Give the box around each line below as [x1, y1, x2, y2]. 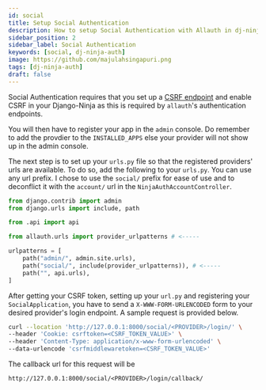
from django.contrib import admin [8, 197, 123, 205]
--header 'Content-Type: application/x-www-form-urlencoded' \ [8, 338, 222, 346]
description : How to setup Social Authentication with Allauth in [8, 26, 232, 34]
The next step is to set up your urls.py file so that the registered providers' [8, 156, 253, 166]
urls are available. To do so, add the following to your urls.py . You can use [8, 165, 252, 174]
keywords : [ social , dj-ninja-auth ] [8, 48, 126, 56]
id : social [8, 11, 44, 20]
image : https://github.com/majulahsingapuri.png [8, 56, 172, 64]
